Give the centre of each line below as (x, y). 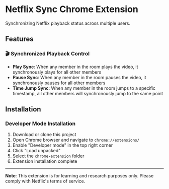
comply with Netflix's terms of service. (45, 181)
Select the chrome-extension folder (48, 156)
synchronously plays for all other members (57, 72)
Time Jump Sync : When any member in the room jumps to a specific (84, 88)
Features (19, 39)
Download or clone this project (44, 135)
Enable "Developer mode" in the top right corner (63, 145)
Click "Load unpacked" (36, 151)
